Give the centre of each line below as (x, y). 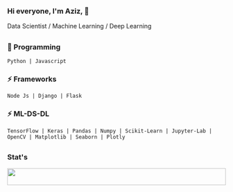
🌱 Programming (34, 46)
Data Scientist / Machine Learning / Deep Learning (79, 26)
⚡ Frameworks (32, 79)
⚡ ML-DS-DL (28, 114)
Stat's (17, 157)
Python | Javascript (37, 62)
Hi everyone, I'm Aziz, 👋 (48, 11)
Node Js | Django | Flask (44, 96)
